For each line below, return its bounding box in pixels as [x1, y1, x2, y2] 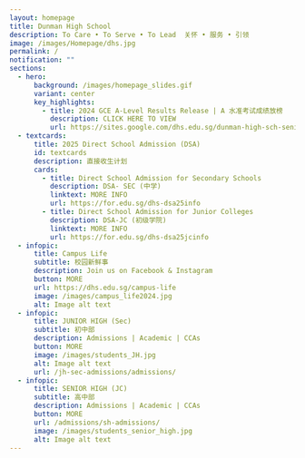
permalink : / [9, 47, 59, 56]
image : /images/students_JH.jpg [33, 350, 156, 359]
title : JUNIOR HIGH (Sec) [33, 317, 132, 326]
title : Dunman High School [9, 22, 112, 31]
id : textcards [33, 148, 88, 157]
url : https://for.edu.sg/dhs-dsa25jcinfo [49, 232, 209, 241]
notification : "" [9, 55, 75, 64]
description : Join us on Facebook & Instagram [33, 267, 213, 276]
